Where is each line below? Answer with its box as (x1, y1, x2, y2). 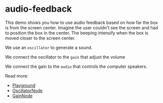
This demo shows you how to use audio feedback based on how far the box (5, 20, 158, 25)
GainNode (12, 93, 33, 99)
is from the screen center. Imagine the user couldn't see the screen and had (5, 24, 158, 30)
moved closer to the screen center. (5, 35, 76, 41)
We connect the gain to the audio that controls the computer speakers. (5, 63, 148, 69)
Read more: (5, 73, 28, 79)
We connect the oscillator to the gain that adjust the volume (5, 54, 126, 60)
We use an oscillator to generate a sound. (5, 44, 93, 50)
